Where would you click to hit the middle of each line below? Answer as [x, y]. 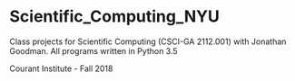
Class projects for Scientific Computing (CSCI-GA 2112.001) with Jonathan [148, 41]
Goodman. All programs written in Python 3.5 [94, 50]
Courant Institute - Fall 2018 [61, 68]
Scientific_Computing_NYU [115, 17]
